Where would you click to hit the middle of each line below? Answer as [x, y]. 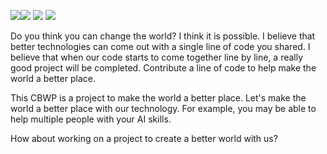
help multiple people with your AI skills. [91, 119]
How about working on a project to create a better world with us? [144, 138]
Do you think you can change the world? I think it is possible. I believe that [163, 36]
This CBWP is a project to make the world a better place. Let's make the [158, 98]
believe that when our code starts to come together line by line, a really [157, 57]
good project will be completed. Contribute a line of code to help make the [163, 68]
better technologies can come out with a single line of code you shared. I [160, 46]
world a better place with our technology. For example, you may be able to [163, 108]
